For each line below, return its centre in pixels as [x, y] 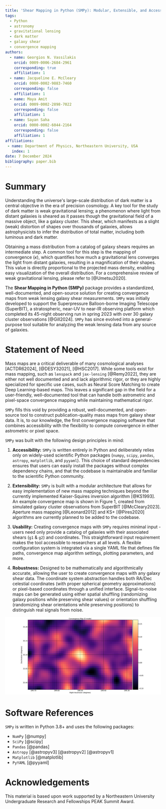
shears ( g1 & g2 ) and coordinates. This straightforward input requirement [86, 537]
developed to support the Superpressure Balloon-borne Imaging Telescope [82, 303]
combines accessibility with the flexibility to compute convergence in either [82, 426]
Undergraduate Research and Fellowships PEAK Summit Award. [70, 801]
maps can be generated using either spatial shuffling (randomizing [80, 594]
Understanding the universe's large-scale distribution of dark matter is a [79, 200]
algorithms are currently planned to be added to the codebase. [76, 517]
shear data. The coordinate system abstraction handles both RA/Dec [82, 578]
